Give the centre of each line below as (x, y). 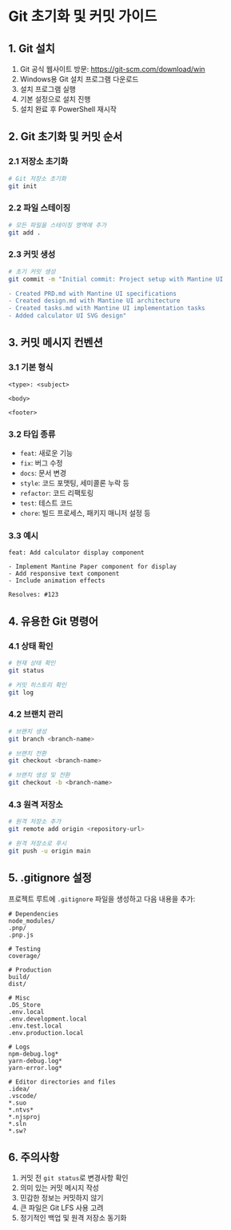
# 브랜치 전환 (28, 753)
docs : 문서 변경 (43, 473)
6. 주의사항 (34, 1158)
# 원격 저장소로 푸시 (38, 844)
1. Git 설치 (32, 48)
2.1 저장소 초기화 (38, 162)
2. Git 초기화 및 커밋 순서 (66, 137)
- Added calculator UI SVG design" (68, 316)
